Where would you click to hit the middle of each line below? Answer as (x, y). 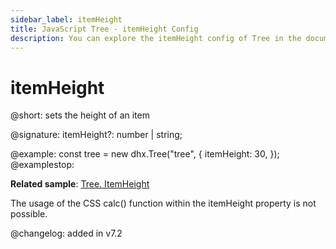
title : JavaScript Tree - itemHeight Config (104, 29)
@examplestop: (42, 165)
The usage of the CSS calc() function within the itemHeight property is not (163, 203)
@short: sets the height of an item (80, 115)
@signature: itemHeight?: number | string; (96, 135)
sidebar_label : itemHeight (66, 19)
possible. (29, 214)
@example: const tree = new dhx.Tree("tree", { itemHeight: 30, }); (145, 154)
